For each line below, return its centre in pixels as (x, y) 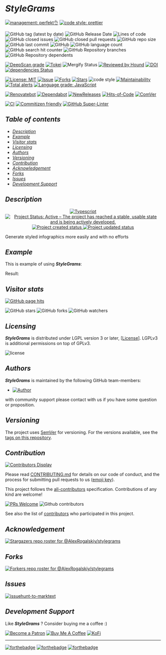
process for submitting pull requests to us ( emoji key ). (60, 480)
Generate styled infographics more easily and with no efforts (67, 237)
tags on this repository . (29, 437)
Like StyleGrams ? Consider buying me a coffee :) (56, 623)
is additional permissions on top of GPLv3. (48, 343)
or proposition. (20, 405)
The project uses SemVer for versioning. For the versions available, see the (82, 432)
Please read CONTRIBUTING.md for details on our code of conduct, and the (82, 475)
